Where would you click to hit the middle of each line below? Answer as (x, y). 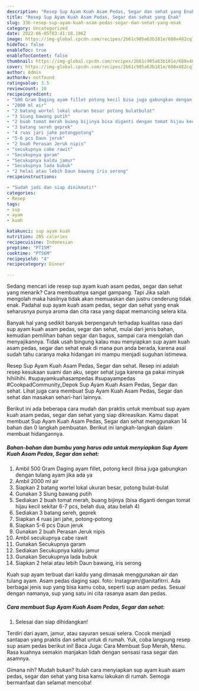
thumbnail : (20, 61)
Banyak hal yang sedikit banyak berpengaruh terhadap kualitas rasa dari (94, 323)
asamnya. (19, 658)
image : (15, 39)
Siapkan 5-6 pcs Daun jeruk (49, 525)
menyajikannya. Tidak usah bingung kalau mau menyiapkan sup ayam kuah (98, 342)
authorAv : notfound (31, 78)
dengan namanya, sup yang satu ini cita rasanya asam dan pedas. (87, 593)
